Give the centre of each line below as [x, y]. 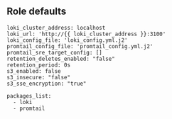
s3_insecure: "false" [39, 77]
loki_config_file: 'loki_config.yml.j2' [68, 40]
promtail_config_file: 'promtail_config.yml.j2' [80, 46]
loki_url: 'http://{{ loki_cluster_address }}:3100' [86, 34]
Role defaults [37, 12]
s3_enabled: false [34, 71]
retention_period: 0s [39, 65]
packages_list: [29, 96]
